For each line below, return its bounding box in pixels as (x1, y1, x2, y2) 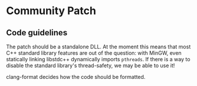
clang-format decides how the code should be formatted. (6, 74, 146, 80)
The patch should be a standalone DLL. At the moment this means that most (6, 43, 191, 50)
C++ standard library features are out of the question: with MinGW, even (6, 49, 182, 57)
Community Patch (6, 4, 96, 18)
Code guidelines (6, 28, 68, 38)
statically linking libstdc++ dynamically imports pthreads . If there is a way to (6, 56, 191, 62)
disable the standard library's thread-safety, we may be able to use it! (6, 62, 175, 69)
